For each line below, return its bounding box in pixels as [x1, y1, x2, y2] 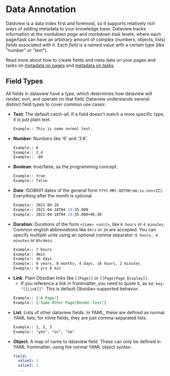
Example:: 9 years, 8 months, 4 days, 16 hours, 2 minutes [13, 261, 141, 266]
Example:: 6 [13, 145, 38, 150]
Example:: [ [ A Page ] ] [13, 296, 59, 301]
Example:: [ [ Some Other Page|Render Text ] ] [13, 300, 107, 305]
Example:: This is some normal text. [13, 126, 93, 131]
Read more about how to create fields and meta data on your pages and [6, 57, 156, 63]
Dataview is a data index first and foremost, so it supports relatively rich [6, 20, 155, 26]
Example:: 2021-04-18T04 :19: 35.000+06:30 [13, 212, 102, 217]
